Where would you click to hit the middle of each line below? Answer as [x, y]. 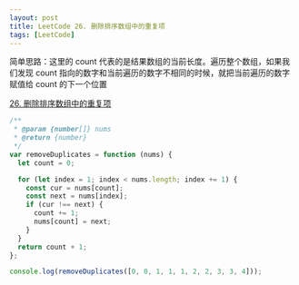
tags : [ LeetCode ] [42, 34]
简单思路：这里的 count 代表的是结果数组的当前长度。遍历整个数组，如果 [146, 62]
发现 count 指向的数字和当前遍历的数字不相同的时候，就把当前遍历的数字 [154, 73]
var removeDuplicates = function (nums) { [91, 154]
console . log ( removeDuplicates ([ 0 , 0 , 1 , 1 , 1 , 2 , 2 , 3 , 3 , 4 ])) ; [136, 272]
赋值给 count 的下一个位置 [58, 84]
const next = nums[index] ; [77, 196]
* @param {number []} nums [62, 129]
